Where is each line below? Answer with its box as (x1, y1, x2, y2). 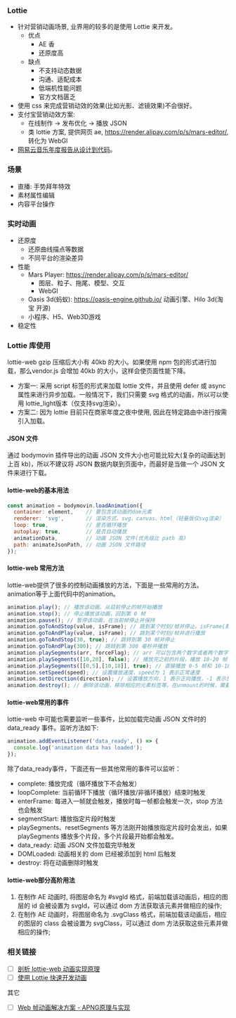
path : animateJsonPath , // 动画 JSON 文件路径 (13, 541, 146, 548)
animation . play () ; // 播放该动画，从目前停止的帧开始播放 (7, 603, 163, 611)
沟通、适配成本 (38, 75, 82, 84)
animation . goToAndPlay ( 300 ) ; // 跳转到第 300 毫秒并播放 (7, 643, 168, 650)
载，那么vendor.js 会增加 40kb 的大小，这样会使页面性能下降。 (7, 367, 190, 375)
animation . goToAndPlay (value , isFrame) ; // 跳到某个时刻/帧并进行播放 (7, 629, 206, 637)
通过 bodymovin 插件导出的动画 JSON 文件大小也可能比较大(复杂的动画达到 (7, 451, 226, 459)
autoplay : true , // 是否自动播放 (13, 528, 127, 535)
